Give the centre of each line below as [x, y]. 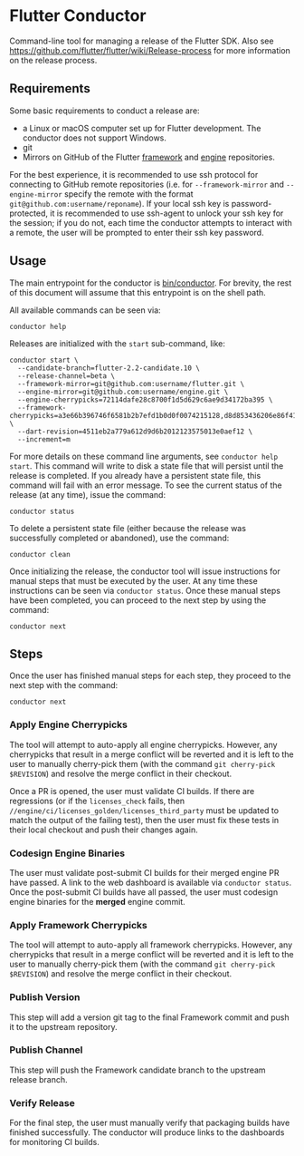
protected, [28, 213]
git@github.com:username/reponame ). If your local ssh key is [119, 203]
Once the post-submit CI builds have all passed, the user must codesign [144, 892]
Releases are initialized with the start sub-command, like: [118, 343]
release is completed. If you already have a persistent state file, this [135, 475]
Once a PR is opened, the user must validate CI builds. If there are [132, 791]
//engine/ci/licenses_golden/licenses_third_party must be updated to [144, 810]
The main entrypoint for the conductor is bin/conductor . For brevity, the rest [151, 283]
